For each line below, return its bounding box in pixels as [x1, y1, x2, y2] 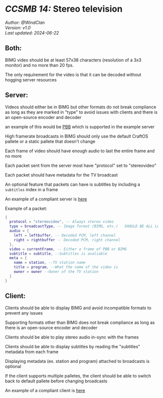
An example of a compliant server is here [5, 196, 87, 202]
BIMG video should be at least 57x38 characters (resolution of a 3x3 [5, 57, 142, 63]
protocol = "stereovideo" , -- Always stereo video [9, 219, 114, 224]
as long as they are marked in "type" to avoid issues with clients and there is [5, 109, 158, 115]
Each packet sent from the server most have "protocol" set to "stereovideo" [5, 162, 157, 168]
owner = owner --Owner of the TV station [14, 269, 98, 274]
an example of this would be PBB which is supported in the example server [5, 123, 155, 130]
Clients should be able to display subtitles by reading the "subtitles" [5, 343, 141, 349]
